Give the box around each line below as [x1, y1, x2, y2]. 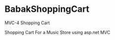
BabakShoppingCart [4, 3, 89, 15]
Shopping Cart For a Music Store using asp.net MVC [4, 29, 111, 35]
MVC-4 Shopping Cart [4, 20, 50, 26]
